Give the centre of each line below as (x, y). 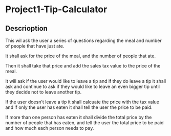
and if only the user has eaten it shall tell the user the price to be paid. (79, 107)
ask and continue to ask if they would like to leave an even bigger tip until (83, 86)
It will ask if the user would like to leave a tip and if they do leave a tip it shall (86, 81)
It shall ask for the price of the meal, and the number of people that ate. (81, 56)
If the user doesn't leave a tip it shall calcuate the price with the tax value (82, 102)
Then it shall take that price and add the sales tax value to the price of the (83, 66)
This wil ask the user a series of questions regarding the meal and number (84, 40)
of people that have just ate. (35, 46)
